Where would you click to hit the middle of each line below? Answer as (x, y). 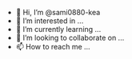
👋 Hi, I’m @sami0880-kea (58, 12)
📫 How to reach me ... (53, 47)
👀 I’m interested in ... (50, 21)
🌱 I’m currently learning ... (58, 29)
